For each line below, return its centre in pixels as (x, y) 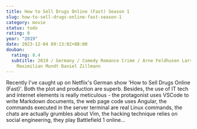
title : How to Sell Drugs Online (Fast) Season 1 (68, 11)
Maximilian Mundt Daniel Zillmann (59, 66)
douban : (16, 50)
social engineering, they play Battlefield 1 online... (66, 120)
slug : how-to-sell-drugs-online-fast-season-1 (64, 17)
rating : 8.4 (26, 55)
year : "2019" (22, 39)
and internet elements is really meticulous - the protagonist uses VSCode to (98, 95)
